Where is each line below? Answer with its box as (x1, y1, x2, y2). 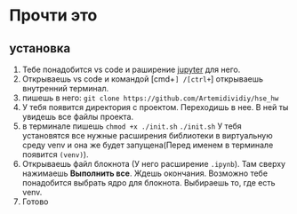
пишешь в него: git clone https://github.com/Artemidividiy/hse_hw (21, 92, 279, 103)
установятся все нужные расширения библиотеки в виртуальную (21, 131, 273, 140)
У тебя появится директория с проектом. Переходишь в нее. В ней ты (21, 102, 289, 112)
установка (9, 41, 71, 56)
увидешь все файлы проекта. (21, 112, 134, 122)
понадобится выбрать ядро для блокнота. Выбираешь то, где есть (21, 178, 276, 187)
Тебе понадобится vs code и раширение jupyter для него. (21, 64, 241, 75)
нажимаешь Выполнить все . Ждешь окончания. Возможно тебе (21, 168, 269, 178)
